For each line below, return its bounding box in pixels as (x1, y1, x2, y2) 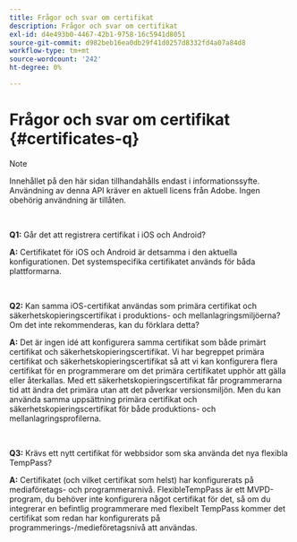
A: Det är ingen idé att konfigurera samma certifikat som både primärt (9, 337, 267, 348)
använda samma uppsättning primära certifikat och (9, 393, 198, 404)
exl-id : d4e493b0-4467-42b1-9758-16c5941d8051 (9, 30, 186, 39)
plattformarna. (9, 265, 63, 276)
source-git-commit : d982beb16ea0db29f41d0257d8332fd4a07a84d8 (9, 38, 246, 47)
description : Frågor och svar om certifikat (9, 22, 178, 30)
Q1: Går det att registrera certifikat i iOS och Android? (9, 229, 206, 240)
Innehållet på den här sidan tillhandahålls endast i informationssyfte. (9, 176, 260, 186)
